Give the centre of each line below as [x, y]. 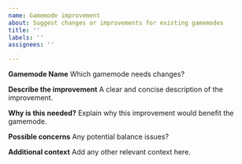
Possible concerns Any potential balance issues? [89, 137]
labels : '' [26, 37]
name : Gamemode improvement [54, 15]
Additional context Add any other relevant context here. [100, 152]
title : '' [24, 30]
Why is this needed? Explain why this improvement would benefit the [121, 113]
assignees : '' [32, 45]
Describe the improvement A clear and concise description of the [115, 89]
